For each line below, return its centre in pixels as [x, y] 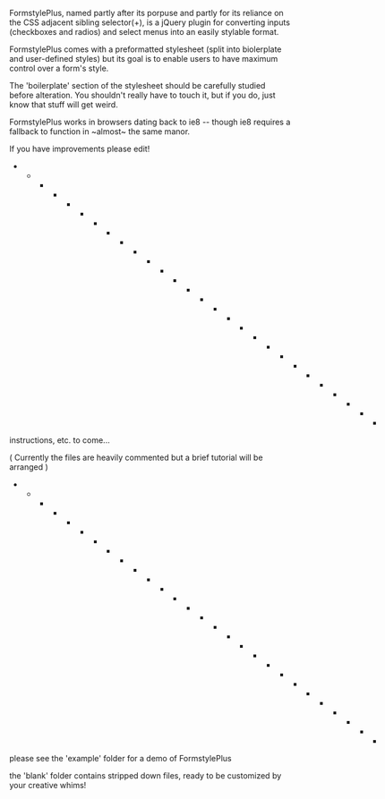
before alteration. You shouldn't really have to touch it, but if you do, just [142, 95]
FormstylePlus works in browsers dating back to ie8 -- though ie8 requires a [150, 122]
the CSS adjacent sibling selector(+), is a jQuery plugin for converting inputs [150, 22]
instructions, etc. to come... [60, 440]
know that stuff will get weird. [64, 105]
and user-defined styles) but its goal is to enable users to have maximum [144, 59]
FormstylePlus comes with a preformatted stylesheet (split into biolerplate [145, 49]
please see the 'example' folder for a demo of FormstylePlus [120, 758]
